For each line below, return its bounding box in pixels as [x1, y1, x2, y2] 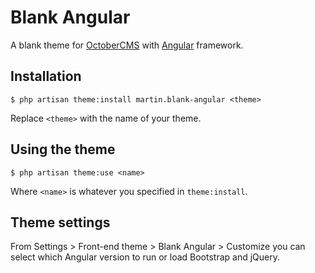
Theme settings [10, 214, 111, 231]
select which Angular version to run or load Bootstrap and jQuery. [10, 251, 281, 263]
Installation [10, 68, 82, 85]
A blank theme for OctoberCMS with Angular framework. [10, 39, 244, 51]
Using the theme [10, 141, 116, 158]
